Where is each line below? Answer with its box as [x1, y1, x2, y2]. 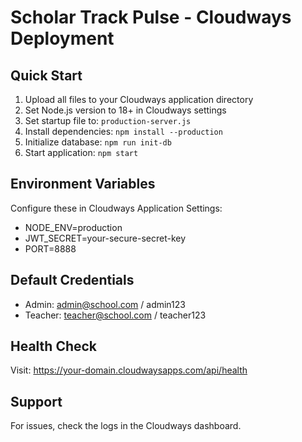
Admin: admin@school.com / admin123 [24, 298, 186, 310]
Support [10, 393, 63, 410]
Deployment [10, 27, 115, 50]
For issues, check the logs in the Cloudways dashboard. [10, 420, 242, 432]
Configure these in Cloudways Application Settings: [10, 202, 223, 214]
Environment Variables [10, 176, 156, 193]
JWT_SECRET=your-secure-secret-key [24, 232, 187, 244]
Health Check [10, 338, 98, 355]
